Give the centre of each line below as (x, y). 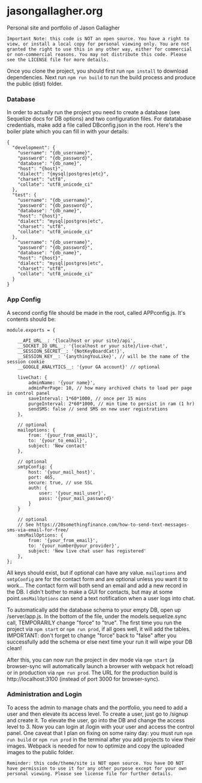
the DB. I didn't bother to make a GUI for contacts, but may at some (90, 592)
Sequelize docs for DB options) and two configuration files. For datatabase (99, 119)
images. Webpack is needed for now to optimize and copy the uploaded (96, 746)
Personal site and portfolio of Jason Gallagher (64, 28)
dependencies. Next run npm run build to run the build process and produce (101, 77)
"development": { (34, 148)
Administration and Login (44, 694)
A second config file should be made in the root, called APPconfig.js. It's (96, 312)
